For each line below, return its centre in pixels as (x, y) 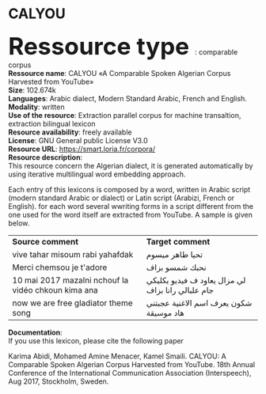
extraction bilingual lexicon (52, 123)
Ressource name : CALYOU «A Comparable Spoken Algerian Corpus (120, 73)
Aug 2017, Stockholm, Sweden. (59, 381)
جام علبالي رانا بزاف (180, 290)
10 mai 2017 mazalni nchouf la (70, 280)
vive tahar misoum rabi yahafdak (73, 254)
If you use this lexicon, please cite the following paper (96, 340)
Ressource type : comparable (123, 46)
